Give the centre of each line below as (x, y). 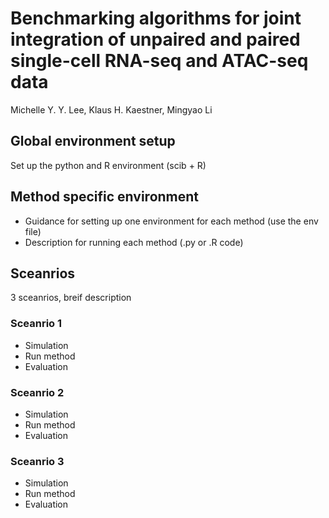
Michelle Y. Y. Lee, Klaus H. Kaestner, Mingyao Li (111, 109)
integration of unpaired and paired (155, 39)
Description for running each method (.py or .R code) (134, 242)
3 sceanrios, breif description (71, 298)
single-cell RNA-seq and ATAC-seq (159, 61)
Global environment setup (93, 141)
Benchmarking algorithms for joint (156, 18)
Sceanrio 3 (37, 461)
